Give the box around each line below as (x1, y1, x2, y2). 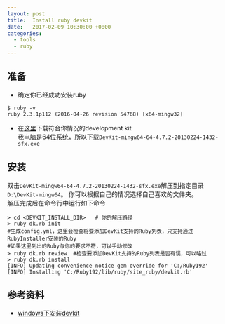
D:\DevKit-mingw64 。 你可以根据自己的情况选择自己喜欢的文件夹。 (7, 190, 198, 198)
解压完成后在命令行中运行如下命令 (7, 198, 106, 207)
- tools (13, 36, 36, 43)
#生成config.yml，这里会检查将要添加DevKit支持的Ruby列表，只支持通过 (7, 227, 193, 235)
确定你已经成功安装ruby (17, 90, 86, 99)
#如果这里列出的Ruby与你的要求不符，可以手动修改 (7, 243, 133, 250)
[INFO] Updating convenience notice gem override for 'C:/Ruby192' (7, 262, 209, 269)
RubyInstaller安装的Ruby (7, 235, 77, 242)
